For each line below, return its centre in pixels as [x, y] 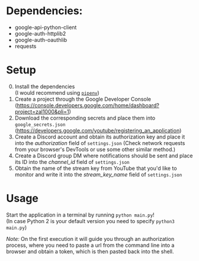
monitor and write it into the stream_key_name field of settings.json [98, 174]
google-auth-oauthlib [41, 40]
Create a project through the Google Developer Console [83, 99]
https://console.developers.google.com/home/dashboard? [88, 105]
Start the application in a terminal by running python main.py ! [81, 215]
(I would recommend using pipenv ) [57, 92]
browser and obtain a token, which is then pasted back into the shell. [90, 251]
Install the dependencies [45, 86]
